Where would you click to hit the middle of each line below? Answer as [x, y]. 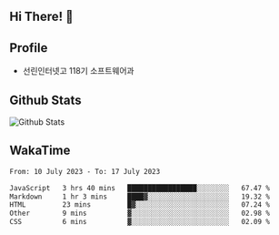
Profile [29, 48]
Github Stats [45, 100]
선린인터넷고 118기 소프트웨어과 [78, 71]
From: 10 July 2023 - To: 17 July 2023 [85, 171]
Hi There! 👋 [42, 17]
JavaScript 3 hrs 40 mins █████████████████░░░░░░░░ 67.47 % [140, 188]
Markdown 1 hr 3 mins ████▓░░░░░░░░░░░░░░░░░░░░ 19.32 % [140, 197]
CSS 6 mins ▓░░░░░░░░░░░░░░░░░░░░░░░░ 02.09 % [140, 222]
